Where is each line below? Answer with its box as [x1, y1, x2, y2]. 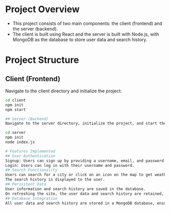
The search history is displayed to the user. [5, 177, 105, 182]
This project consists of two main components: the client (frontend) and [12, 20, 163, 26]
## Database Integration [5, 196, 58, 201]
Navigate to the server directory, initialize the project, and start [5, 121, 157, 126]
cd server [5, 130, 26, 135]
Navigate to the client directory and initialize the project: [5, 88, 122, 94]
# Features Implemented [5, 149, 56, 154]
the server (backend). [12, 25, 58, 31]
